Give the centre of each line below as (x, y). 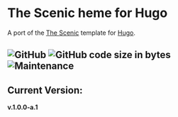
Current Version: (45, 90)
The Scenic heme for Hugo (88, 13)
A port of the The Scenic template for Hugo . (72, 33)
